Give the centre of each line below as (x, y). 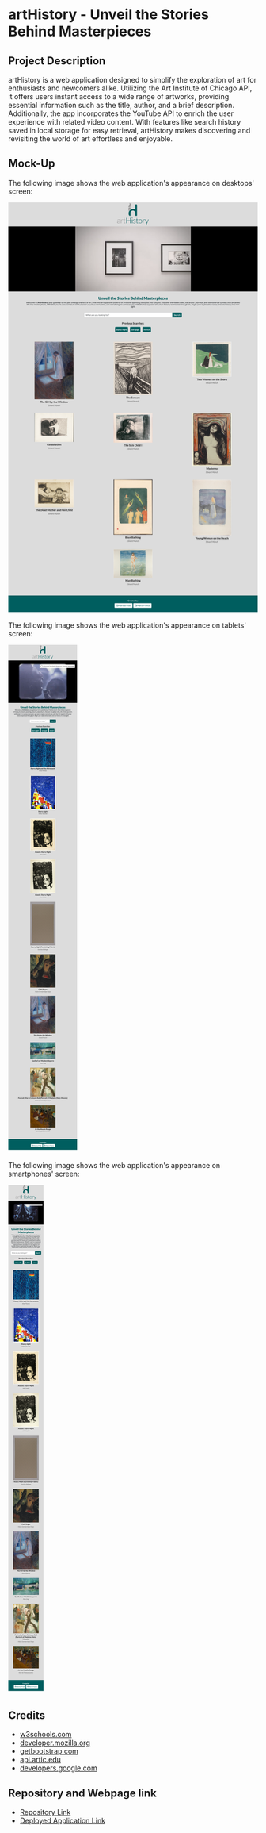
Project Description (57, 61)
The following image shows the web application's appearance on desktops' (131, 183)
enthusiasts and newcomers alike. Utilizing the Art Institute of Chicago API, (130, 88)
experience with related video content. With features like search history (125, 122)
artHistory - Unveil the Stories (109, 15)
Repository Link (45, 1812)
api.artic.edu (40, 1760)
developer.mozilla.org (55, 1743)
